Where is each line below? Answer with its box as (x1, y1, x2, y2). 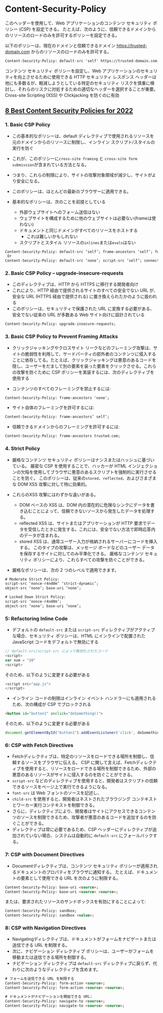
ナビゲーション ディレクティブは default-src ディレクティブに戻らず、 (12, 960, 153, 966)
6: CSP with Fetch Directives (5, 742, 74, 749)
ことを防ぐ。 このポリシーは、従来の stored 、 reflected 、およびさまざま (12, 475, 157, 481)
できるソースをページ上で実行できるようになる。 (12, 784, 110, 790)
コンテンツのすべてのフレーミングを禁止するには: (12, 386, 111, 392)
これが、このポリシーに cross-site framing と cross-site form (12, 155, 137, 161)
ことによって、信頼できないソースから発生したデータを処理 (32, 508, 151, 514)
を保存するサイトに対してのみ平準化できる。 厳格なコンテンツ (19, 550, 144, 556)
